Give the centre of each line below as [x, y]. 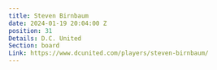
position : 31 [30, 31]
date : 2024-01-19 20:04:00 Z [58, 23]
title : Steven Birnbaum [49, 16]
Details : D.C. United [45, 38]
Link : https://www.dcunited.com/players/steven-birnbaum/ [108, 53]
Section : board [34, 46]
